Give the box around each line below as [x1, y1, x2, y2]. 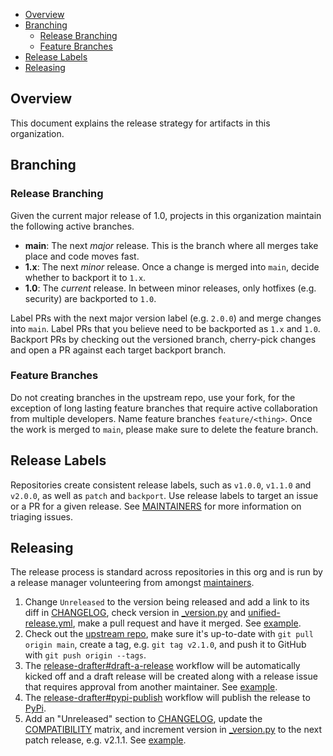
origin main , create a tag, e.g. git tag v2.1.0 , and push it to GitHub [24, 639, 307, 651]
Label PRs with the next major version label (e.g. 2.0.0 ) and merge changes [10, 312, 322, 324]
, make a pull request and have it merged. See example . [72, 617, 302, 629]
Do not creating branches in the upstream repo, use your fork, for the [10, 391, 296, 403]
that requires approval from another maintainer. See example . [24, 681, 278, 693]
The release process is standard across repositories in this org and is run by [10, 566, 323, 578]
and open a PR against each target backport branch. [10, 344, 227, 356]
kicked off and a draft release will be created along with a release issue [24, 670, 318, 683]
